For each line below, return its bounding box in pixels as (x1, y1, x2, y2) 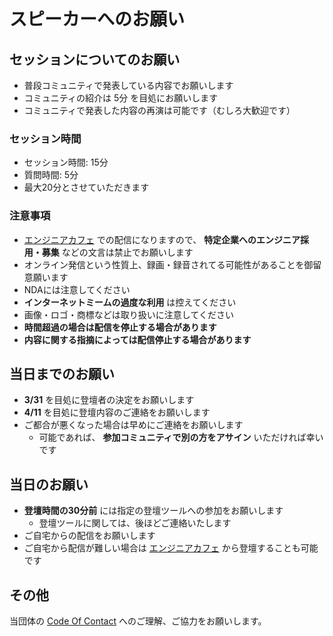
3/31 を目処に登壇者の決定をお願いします (23, 394, 195, 406)
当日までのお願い (9, 365, 115, 382)
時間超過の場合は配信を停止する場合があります (23, 321, 217, 333)
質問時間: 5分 (23, 169, 79, 181)
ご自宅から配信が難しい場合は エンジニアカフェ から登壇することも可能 (23, 542, 319, 554)
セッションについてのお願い (9, 51, 181, 68)
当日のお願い (9, 476, 89, 493)
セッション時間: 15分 (23, 156, 109, 169)
